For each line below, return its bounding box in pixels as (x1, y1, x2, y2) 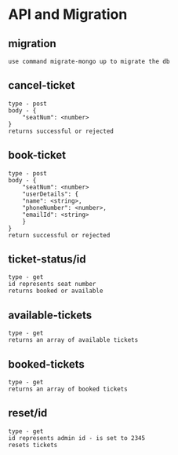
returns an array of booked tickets (8, 385, 128, 394)
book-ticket (8, 149, 67, 162)
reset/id (8, 406, 48, 420)
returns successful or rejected (8, 127, 114, 135)
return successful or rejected (8, 231, 111, 239)
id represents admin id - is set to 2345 (8, 434, 146, 442)
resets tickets (8, 441, 58, 449)
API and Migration (8, 6, 128, 24)
